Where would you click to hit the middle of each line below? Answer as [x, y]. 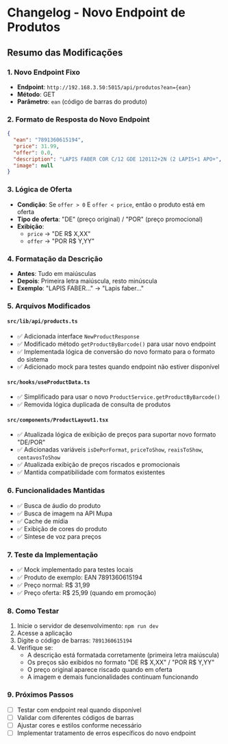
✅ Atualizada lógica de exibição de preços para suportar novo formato [116, 434]
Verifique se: [35, 648]
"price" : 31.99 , [36, 146]
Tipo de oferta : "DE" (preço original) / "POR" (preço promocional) [110, 219]
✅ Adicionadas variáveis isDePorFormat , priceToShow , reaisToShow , [110, 450]
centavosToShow [39, 458]
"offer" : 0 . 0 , [33, 152]
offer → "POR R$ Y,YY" [61, 241]
